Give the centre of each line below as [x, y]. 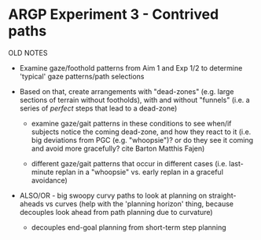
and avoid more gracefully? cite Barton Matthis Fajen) [118, 148]
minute [42, 172]
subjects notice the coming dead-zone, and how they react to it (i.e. [141, 132]
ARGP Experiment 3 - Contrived [114, 15]
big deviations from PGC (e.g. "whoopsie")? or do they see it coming [142, 140]
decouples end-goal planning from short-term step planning [129, 227]
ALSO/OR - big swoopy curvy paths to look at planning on [113, 195]
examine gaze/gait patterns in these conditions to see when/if [131, 123]
